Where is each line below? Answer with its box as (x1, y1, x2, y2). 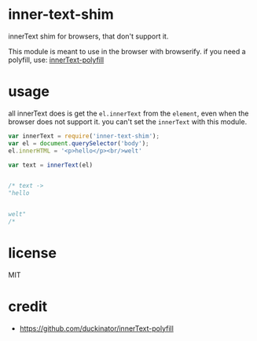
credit (8, 298, 48, 315)
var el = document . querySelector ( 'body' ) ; (8, 139, 149, 147)
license (8, 244, 57, 262)
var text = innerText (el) (8, 161, 93, 169)
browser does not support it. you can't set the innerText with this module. (8, 116, 248, 126)
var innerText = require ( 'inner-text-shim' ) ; (8, 132, 160, 140)
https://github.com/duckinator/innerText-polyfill (19, 324, 174, 333)
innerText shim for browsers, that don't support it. (8, 31, 169, 41)
